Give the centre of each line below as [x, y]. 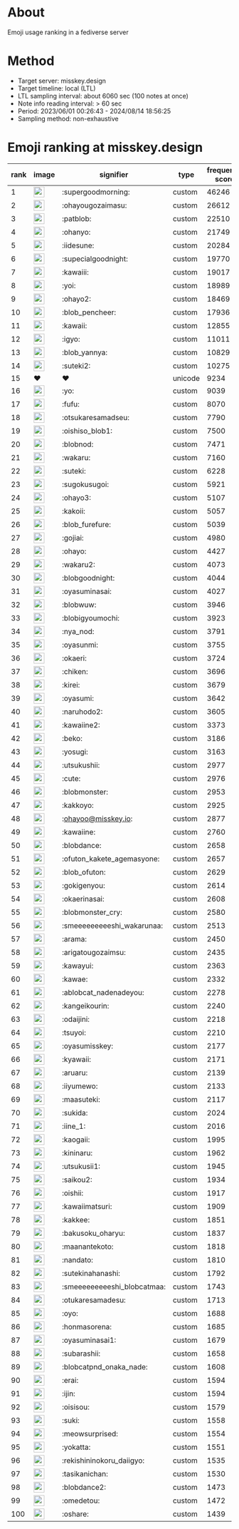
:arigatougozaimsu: [94, 952]
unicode [186, 378]
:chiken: [75, 671]
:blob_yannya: [85, 352]
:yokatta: [76, 1447]
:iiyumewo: [80, 1086]
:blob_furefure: [86, 524]
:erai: [70, 1380]
